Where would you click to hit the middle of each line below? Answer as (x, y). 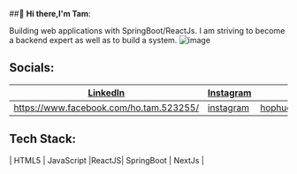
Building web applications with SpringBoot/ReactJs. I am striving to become (147, 30)
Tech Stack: (43, 139)
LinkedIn (107, 93)
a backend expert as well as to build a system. (93, 40)
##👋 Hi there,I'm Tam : (50, 14)
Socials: (32, 68)
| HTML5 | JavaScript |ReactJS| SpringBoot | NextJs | (107, 160)
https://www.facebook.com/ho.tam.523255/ (107, 108)
